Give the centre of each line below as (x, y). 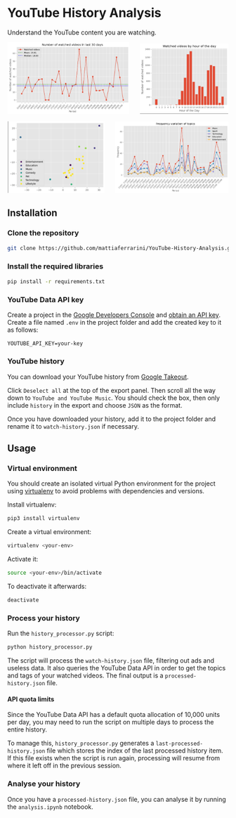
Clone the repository (43, 233)
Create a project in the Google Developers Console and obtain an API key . (114, 315)
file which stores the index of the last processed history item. (135, 751)
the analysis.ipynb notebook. (50, 807)
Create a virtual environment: (50, 532)
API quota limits (31, 699)
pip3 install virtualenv (44, 519)
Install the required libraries (55, 266)
